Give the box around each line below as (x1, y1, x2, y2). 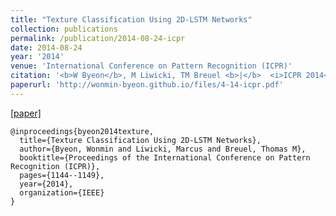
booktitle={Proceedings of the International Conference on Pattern (19, 152, 311, 163)
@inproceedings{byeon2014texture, (10, 126, 155, 136)
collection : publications (10, 24, 118, 34)
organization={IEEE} (19, 187, 105, 198)
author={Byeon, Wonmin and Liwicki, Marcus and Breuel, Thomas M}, (19, 144, 307, 154)
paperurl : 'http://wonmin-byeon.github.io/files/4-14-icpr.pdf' (10, 80, 284, 90)
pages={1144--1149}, (19, 170, 105, 180)
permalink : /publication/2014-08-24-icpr (10, 33, 186, 43)
